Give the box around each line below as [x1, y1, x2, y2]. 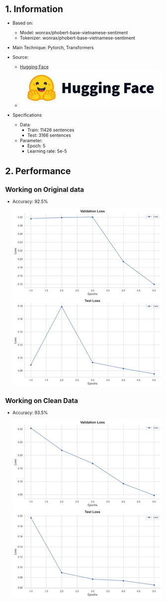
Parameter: [19, 138, 43, 144]
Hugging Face [19, 64, 49, 70]
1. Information [5, 3, 64, 15]
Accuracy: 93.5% [12, 409, 48, 416]
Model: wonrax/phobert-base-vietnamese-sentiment [19, 29, 128, 35]
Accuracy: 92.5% [12, 199, 48, 204]
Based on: [12, 20, 33, 26]
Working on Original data [5, 185, 84, 194]
